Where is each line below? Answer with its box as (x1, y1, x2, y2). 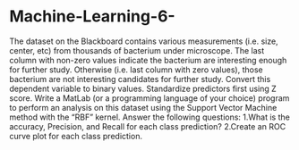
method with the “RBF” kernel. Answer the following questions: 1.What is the (9, 112, 291, 122)
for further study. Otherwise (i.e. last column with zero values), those (9, 64, 263, 75)
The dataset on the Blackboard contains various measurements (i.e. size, (9, 36, 279, 46)
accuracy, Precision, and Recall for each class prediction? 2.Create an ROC (9, 121, 286, 131)
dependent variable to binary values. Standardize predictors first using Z (9, 83, 278, 94)
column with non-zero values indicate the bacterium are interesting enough (9, 54, 287, 65)
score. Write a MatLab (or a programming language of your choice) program (9, 92, 290, 104)
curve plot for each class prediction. (9, 130, 143, 141)
